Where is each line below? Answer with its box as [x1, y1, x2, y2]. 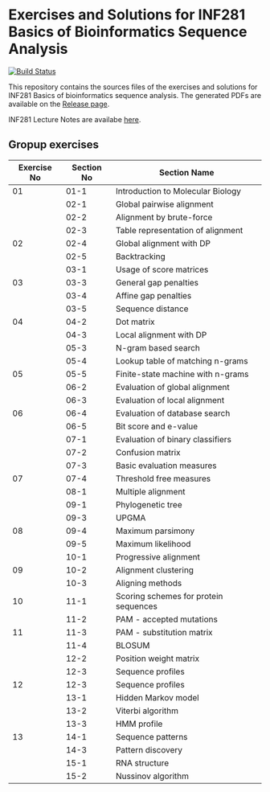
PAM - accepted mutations [115, 613, 219, 625]
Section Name [159, 166, 215, 178]
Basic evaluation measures [115, 460, 217, 471]
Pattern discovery [115, 744, 183, 755]
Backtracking [115, 251, 166, 262]
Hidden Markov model [115, 691, 199, 703]
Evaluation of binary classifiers [115, 433, 231, 445]
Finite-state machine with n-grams [115, 368, 249, 380]
